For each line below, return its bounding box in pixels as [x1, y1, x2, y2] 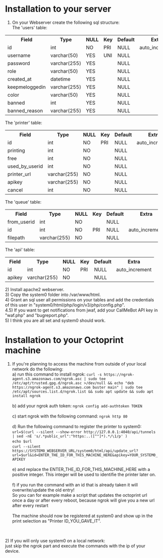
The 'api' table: [5, 246, 35, 252]
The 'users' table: [12, 24, 48, 30]
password [7, 60, 30, 67]
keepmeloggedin [7, 84, 46, 90]
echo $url [12, 439, 33, 444]
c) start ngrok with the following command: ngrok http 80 [12, 413, 128, 419]
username [7, 52, 31, 59]
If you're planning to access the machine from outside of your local [12, 361, 147, 366]
